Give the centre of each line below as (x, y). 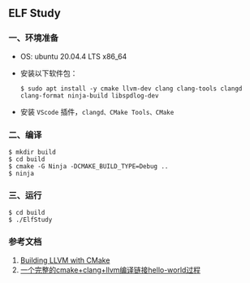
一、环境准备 (34, 38)
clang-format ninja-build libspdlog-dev (89, 96)
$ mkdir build (32, 152)
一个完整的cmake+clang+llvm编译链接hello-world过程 (110, 270)
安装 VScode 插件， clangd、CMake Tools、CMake (97, 111)
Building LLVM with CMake (65, 260)
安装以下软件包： (49, 73)
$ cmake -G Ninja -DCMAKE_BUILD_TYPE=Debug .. (88, 166)
